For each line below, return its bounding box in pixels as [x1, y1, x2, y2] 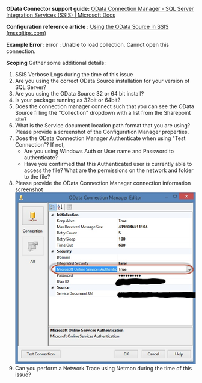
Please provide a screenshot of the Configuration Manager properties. [14, 129, 189, 135]
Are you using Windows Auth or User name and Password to [23, 147, 174, 155]
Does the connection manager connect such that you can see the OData [14, 103, 194, 110]
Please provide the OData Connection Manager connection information [14, 180, 191, 186]
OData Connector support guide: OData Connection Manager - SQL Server [6, 5, 194, 12]
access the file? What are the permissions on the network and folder [23, 167, 194, 174]
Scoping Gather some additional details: [6, 60, 106, 66]
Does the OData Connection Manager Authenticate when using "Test [14, 135, 186, 142]
